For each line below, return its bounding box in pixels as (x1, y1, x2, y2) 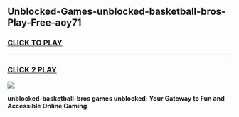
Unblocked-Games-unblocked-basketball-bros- (7, 6, 226, 18)
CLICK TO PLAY (7, 38, 63, 48)
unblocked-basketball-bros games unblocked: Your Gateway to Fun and (7, 94, 225, 102)
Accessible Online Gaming (7, 101, 87, 110)
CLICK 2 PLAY (7, 65, 57, 74)
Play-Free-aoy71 (7, 17, 82, 29)
